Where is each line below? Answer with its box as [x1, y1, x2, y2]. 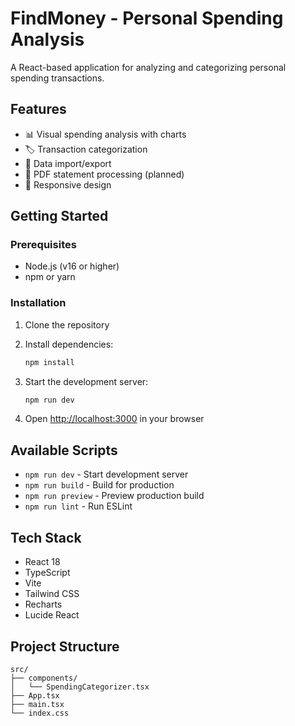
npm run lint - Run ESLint [24, 500, 133, 512]
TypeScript [24, 567, 71, 579]
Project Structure [10, 638, 120, 655]
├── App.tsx [10, 690, 60, 701]
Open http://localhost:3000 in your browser [24, 413, 205, 425]
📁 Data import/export [24, 157, 112, 169]
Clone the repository [24, 318, 110, 331]
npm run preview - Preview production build [24, 490, 205, 502]
